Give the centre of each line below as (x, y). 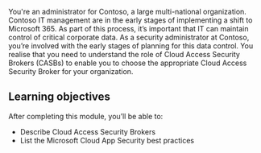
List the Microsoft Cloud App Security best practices (107, 140)
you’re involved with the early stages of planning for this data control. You (131, 46)
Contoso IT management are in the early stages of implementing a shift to (130, 20)
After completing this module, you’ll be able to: (86, 116)
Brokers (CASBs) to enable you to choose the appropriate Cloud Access (128, 63)
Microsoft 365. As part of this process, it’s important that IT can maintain (128, 29)
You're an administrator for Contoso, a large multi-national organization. (128, 12)
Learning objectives (60, 97)
